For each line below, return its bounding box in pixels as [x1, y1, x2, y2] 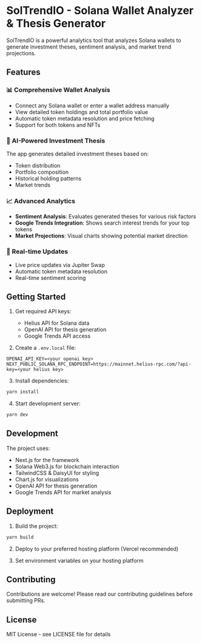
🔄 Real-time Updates [6, 247, 69, 256]
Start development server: [15, 400, 81, 407]
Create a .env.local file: [15, 344, 76, 352]
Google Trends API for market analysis [15, 488, 112, 495]
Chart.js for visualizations [15, 475, 79, 483]
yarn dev [6, 412, 29, 418]
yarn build [6, 534, 34, 540]
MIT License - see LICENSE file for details [6, 631, 111, 638]
